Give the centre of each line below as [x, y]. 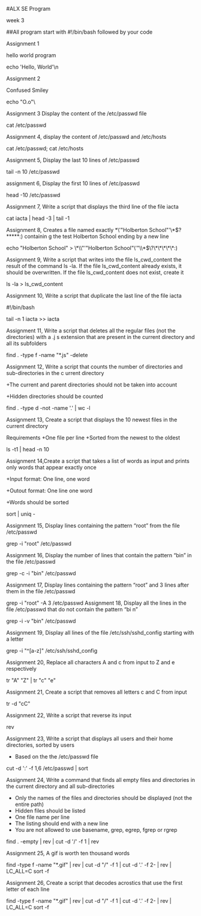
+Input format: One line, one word [48, 479]
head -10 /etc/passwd [33, 195]
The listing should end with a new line [61, 823]
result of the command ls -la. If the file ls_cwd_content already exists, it [94, 266]
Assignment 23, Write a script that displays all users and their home [90, 738]
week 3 [15, 20]
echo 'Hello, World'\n [32, 67]
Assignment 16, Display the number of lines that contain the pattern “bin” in [99, 555]
